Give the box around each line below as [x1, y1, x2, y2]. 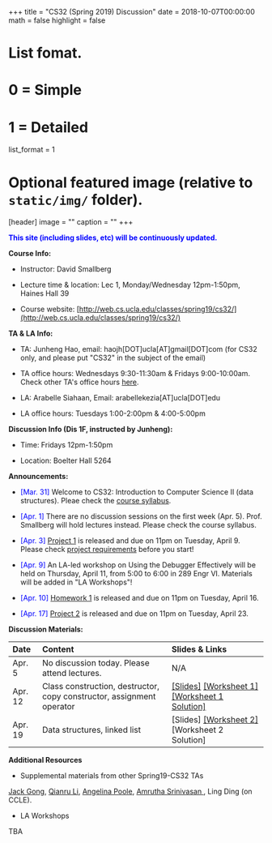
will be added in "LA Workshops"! [19, 577, 133, 587]
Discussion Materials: [8, 624, 83, 635]
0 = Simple [8, 81, 83, 100]
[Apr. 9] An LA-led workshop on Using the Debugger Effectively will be [19, 560, 257, 570]
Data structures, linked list [41, 725, 142, 736]
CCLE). [8, 795, 32, 805]
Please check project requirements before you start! [19, 545, 194, 554]
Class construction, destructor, [41, 681, 160, 692]
